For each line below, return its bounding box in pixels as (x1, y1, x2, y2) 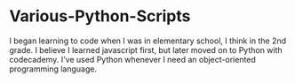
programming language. (9, 64, 98, 74)
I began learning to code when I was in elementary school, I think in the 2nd (9, 35, 287, 46)
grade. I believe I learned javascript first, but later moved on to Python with (9, 44, 283, 55)
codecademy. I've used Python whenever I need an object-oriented (9, 54, 256, 64)
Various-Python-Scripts (9, 6, 191, 26)
